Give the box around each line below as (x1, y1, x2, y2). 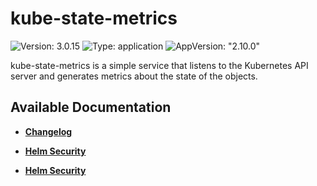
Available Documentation (10, 99, 172, 116)
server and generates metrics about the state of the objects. (10, 70, 258, 82)
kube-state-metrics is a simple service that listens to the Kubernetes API (10, 59, 309, 71)
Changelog (24, 125, 73, 137)
